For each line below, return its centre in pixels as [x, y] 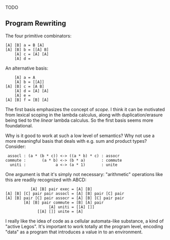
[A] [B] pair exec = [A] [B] [62, 189]
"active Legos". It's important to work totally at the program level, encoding [84, 226]
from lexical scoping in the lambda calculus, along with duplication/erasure [84, 115]
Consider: [16, 146]
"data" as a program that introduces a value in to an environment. [74, 232]
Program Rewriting [36, 23]
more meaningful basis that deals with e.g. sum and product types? [76, 141]
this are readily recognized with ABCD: [46, 180]
